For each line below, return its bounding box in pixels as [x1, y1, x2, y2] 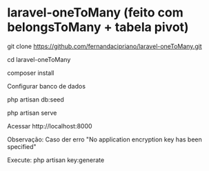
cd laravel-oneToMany [7, 55, 71, 63]
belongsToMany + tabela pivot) [7, 19, 189, 35]
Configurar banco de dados [7, 82, 86, 90]
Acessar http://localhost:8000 [7, 122, 92, 130]
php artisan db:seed [7, 95, 64, 104]
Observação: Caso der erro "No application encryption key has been [7, 135, 202, 144]
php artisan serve [7, 109, 57, 117]
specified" [7, 142, 37, 150]
